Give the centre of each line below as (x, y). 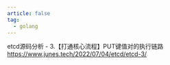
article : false (29, 13)
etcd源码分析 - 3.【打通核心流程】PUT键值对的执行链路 (85, 47)
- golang (26, 26)
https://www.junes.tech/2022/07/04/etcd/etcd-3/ (77, 54)
